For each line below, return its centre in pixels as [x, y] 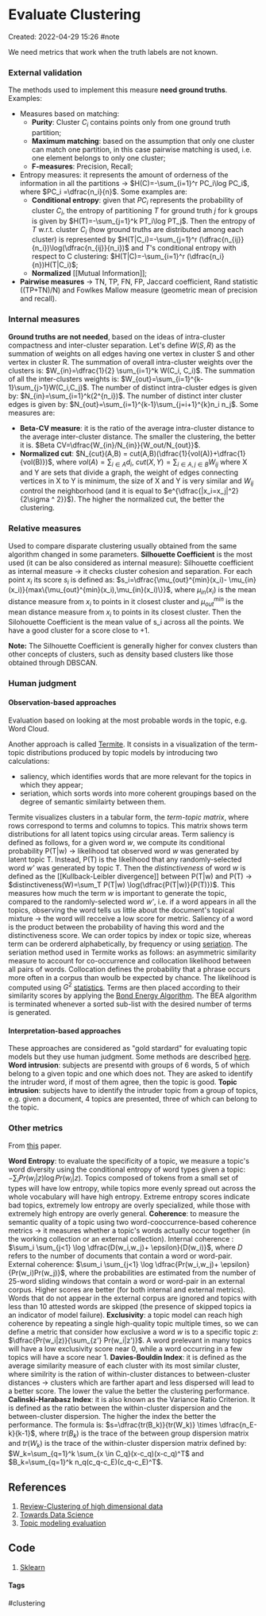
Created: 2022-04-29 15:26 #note [64, 37]
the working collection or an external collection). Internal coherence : [121, 1238]
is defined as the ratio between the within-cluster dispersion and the [120, 1408]
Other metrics [36, 1128]
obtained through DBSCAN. [53, 663]
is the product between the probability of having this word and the [116, 927]
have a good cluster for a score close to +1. [79, 630]
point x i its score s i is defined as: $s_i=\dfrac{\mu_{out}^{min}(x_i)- [118, 580]
